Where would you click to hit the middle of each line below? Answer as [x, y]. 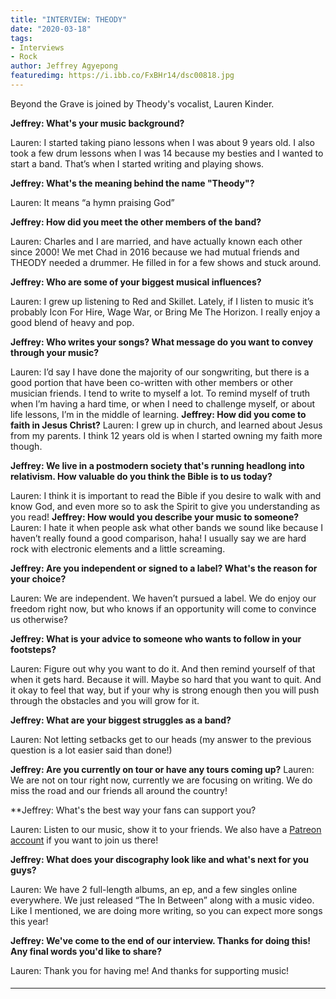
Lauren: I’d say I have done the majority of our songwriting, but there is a [160, 372]
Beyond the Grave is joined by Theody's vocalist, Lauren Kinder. [142, 103]
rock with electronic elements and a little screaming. [118, 548]
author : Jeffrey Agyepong [64, 66]
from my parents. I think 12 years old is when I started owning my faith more [166, 435]
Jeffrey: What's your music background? [97, 123]
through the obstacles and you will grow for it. [105, 700]
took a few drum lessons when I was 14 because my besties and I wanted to [167, 153]
